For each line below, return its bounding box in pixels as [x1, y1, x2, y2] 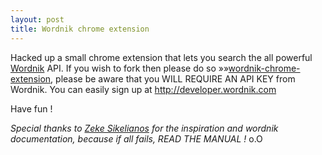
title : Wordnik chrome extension [10, 24, 150, 34]
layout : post [10, 14, 65, 25]
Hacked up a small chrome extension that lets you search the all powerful [10, 51, 313, 63]
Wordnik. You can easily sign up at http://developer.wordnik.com [10, 83, 277, 95]
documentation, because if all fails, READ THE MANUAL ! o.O [10, 132, 263, 145]
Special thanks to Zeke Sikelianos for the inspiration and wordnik [10, 122, 279, 134]
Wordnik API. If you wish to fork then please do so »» [10, 62, 229, 74]
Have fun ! [10, 102, 53, 115]
